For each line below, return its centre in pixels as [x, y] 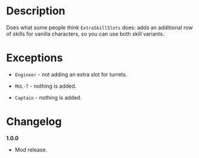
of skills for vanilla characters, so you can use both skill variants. [85, 33]
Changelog [34, 122]
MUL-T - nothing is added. [46, 86]
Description [36, 11]
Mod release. [31, 150]
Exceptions [35, 58]
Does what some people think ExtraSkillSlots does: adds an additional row [99, 27]
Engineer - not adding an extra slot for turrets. [71, 74]
